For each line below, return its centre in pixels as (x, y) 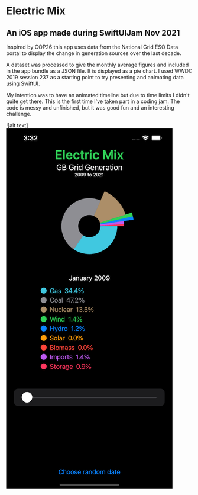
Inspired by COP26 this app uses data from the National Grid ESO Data (92, 47)
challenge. (19, 114)
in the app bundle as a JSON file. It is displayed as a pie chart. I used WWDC (99, 71)
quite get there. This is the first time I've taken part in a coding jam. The (93, 101)
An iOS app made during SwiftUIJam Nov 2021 (93, 33)
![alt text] (17, 125)
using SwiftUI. (23, 83)
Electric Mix (36, 11)
